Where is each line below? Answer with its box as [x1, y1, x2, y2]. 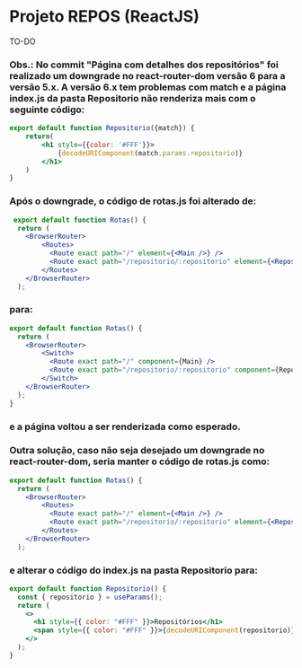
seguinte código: [9, 103, 85, 116]
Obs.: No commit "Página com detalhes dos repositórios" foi [9, 58, 279, 71]
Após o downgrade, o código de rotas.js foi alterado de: [9, 195, 257, 207]
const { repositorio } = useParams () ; [17, 593, 164, 602]
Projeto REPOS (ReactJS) [9, 6, 200, 27]
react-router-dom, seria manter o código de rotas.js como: [9, 455, 271, 468]
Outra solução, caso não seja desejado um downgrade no [9, 444, 265, 457]
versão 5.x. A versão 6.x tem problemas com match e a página [9, 81, 287, 93]
